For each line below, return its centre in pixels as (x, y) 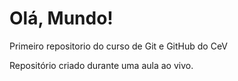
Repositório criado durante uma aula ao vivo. (101, 65)
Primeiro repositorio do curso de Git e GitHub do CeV (118, 46)
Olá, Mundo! (61, 18)
